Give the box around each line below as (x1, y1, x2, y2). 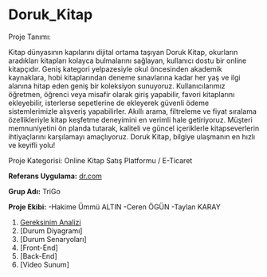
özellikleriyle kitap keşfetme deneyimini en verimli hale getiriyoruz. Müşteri (8, 115, 253, 124)
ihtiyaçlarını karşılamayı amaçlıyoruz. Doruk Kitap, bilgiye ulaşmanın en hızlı (8, 131, 256, 141)
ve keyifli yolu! (8, 140, 56, 150)
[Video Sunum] (19, 259, 70, 269)
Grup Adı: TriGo (8, 186, 61, 196)
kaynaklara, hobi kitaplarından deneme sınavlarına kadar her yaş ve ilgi (8, 72, 241, 82)
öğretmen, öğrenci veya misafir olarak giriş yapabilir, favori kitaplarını (8, 89, 235, 99)
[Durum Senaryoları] (19, 234, 87, 244)
